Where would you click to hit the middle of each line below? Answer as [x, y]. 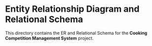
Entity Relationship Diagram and [72, 9]
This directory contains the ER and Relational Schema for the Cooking [76, 33]
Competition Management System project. [49, 38]
